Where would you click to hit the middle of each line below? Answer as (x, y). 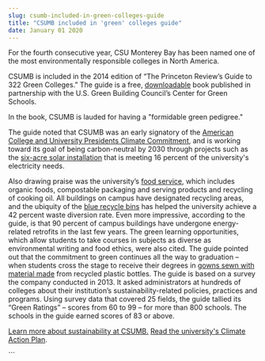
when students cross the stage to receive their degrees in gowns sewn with (131, 265)
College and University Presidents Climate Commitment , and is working (125, 141)
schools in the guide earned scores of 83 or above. (92, 316)
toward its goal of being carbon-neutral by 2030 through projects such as (128, 149)
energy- (226, 223)
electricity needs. (36, 166)
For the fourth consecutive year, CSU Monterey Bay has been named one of (132, 53)
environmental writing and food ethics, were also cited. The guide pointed (129, 249)
